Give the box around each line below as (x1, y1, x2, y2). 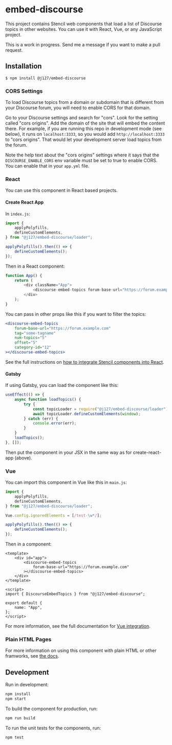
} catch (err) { (24, 416, 58, 421)
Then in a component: (5, 541, 52, 547)
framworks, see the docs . (5, 653, 59, 659)
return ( (14, 278, 33, 283)
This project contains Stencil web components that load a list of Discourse (5, 21, 162, 27)
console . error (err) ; (32, 421, 77, 426)
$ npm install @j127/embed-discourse (5, 76, 86, 81)
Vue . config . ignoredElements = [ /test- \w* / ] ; (5, 513, 102, 518)
